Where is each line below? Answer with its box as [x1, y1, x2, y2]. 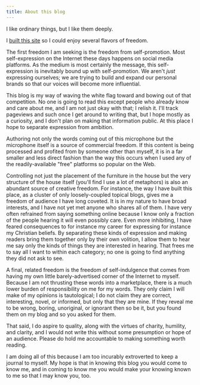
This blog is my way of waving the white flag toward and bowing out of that [6, 91, 192, 99]
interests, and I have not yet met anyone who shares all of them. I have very [6, 204, 192, 211]
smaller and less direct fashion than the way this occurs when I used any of [6, 154, 192, 161]
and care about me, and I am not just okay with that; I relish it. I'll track [6, 104, 179, 111]
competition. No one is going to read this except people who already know [6, 98, 189, 105]
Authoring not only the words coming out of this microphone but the [6, 135, 174, 142]
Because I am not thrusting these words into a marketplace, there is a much [6, 279, 192, 286]
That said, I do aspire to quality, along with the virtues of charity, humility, [6, 322, 186, 329]
